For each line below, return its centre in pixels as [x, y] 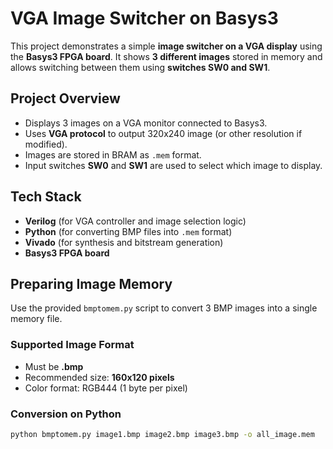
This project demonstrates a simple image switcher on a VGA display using [166, 46]
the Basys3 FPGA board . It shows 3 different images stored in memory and [166, 56]
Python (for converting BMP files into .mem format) [128, 231]
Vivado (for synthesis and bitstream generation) [124, 242]
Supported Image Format [72, 345]
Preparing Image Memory [91, 283]
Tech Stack [46, 197]
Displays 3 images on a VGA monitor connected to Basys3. [146, 123]
